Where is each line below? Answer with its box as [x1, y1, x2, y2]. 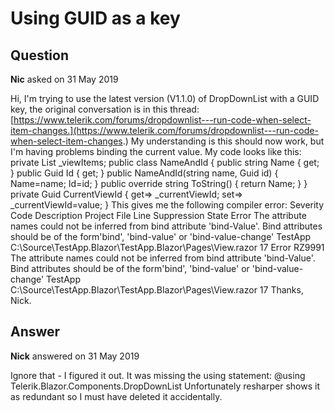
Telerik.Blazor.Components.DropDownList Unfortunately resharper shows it [10, 380, 320, 392]
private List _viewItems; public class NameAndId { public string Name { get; [10, 157, 320, 168]
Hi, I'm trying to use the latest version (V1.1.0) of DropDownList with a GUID [10, 93, 320, 104]
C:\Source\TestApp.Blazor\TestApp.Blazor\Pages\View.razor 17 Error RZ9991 [10, 242, 325, 253]
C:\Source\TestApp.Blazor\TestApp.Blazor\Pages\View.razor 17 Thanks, [10, 284, 304, 296]
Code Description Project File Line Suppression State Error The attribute [10, 210, 307, 221]
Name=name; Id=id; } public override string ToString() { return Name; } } [10, 178, 308, 189]
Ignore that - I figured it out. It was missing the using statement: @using [10, 369, 306, 381]
